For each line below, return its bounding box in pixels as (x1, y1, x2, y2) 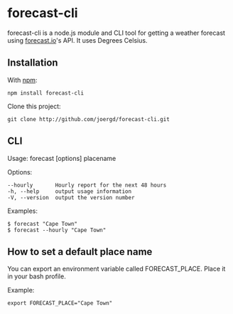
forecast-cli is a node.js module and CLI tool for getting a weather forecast (7, 28, 226, 37)
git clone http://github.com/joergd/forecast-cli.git (7, 115, 170, 122)
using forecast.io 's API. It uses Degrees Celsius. (7, 36, 148, 44)
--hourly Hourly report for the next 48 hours (7, 182, 167, 189)
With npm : (7, 75, 38, 84)
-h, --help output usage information (7, 187, 132, 195)
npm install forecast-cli (7, 89, 84, 97)
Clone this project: (7, 102, 62, 110)
